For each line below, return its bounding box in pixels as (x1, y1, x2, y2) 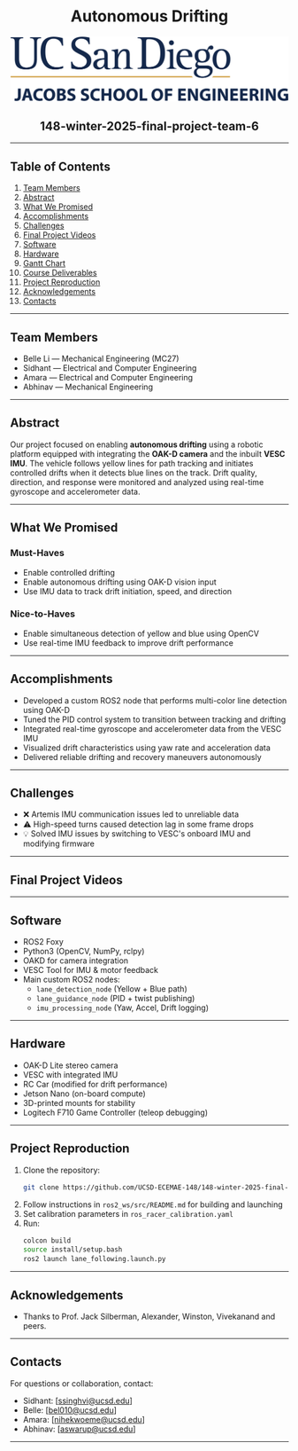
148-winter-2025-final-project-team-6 (40, 118, 259, 134)
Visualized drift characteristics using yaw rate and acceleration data (22, 742, 271, 753)
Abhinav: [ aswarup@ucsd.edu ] (22, 1424, 136, 1434)
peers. (22, 1320, 47, 1331)
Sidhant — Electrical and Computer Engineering (22, 363, 197, 373)
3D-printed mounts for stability (22, 1097, 136, 1108)
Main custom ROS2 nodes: (22, 974, 120, 985)
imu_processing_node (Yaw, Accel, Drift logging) (35, 1002, 210, 1013)
